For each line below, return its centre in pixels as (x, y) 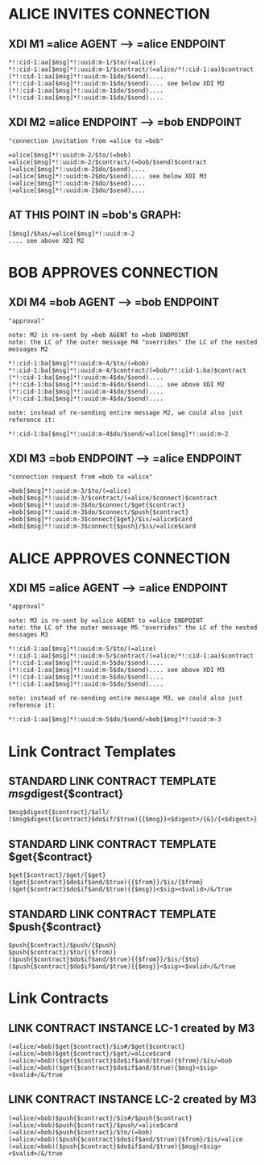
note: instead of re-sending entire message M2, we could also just (126, 412)
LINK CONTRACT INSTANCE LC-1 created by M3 (132, 1028)
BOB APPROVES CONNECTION (114, 272)
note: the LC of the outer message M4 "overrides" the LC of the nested (133, 342)
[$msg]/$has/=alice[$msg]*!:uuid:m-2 (72, 234)
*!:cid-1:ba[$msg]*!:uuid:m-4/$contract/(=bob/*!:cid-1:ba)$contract (128, 370)
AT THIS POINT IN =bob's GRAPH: (95, 215)
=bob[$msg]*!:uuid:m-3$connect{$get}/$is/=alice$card (101, 520)
